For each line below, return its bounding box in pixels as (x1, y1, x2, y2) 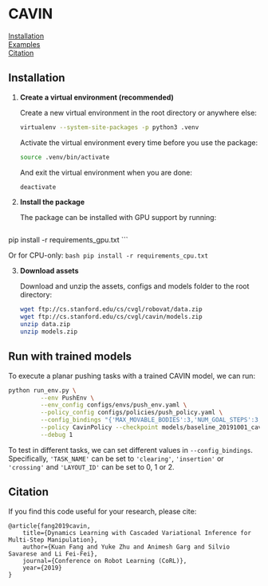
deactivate (19, 183, 57, 191)
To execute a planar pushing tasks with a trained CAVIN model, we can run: (8, 371, 256, 380)
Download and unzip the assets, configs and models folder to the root (19, 281, 250, 291)
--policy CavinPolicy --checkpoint (40, 423, 159, 431)
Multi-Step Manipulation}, (8, 536, 98, 544)
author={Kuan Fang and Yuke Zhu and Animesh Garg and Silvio (22, 543, 230, 551)
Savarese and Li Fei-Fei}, (8, 549, 98, 558)
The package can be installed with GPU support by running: (19, 213, 217, 222)
